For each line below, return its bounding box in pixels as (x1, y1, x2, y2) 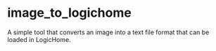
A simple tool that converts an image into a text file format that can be (7, 28, 210, 36)
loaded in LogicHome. (7, 35, 72, 43)
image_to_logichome (7, 5, 132, 21)
